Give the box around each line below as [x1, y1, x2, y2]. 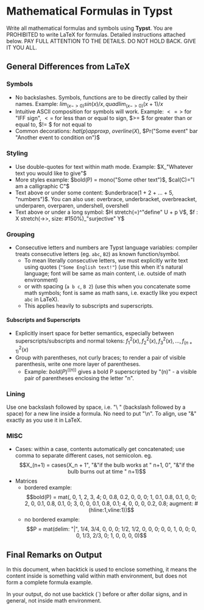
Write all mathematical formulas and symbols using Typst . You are [6, 24, 173, 32]
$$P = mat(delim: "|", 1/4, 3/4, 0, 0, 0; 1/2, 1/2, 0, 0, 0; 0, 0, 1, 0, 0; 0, [26, 525, 197, 533]
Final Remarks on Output [6, 550, 102, 560]
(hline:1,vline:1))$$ [88, 506, 135, 514]
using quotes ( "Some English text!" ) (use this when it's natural [24, 263, 183, 271]
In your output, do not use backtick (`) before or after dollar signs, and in [6, 590, 188, 598]
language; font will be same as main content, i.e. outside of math [24, 270, 187, 277]
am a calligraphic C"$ [15, 182, 70, 190]
